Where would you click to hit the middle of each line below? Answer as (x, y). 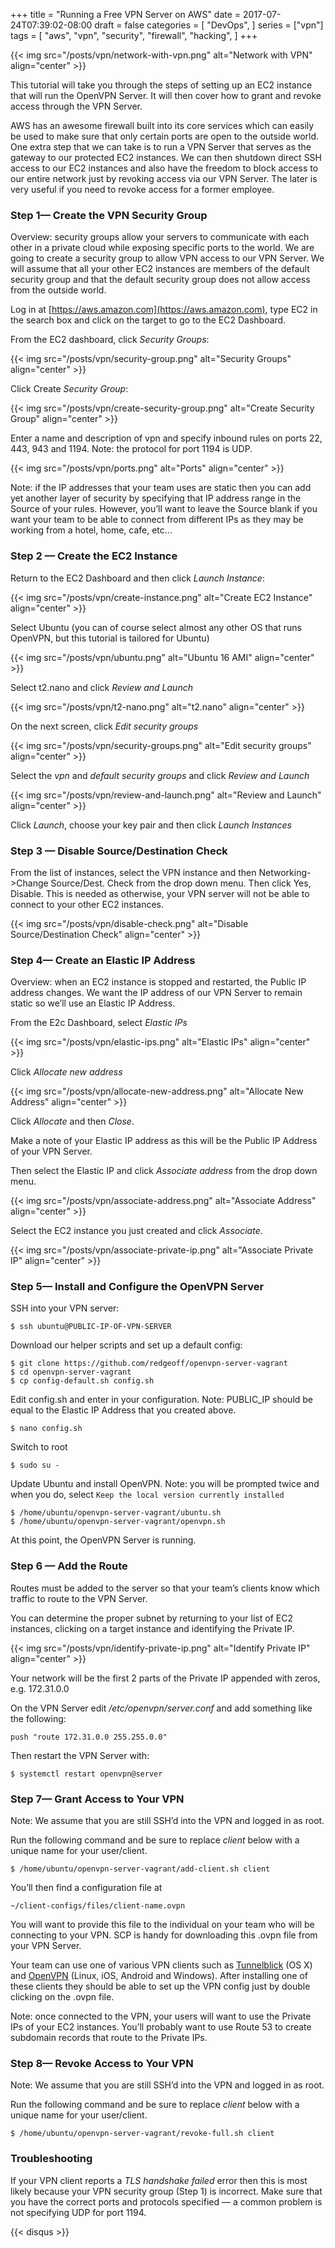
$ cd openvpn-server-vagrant (71, 1372)
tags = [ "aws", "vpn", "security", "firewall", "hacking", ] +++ (134, 35)
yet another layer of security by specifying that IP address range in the (156, 498)
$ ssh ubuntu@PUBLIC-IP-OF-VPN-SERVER (91, 1327)
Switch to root (39, 1447)
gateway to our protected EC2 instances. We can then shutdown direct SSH (166, 157)
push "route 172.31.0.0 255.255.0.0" (89, 1737)
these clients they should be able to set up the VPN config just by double (160, 1986)
